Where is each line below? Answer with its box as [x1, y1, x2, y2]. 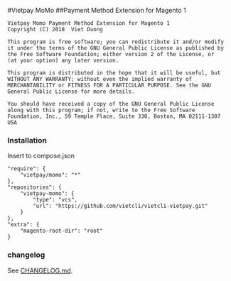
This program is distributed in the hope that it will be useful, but [7, 70, 221, 77]
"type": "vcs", [33, 197, 78, 204]
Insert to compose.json [7, 152, 75, 160]
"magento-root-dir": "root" [20, 227, 103, 235]
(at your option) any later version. [7, 57, 119, 64]
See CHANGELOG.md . [7, 266, 73, 275]
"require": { [7, 165, 46, 172]
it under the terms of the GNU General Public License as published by [7, 45, 224, 52]
